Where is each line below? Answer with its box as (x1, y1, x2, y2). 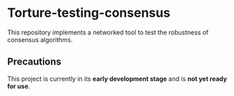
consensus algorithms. (7, 35, 74, 43)
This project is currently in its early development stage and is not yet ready (7, 74, 228, 83)
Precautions (7, 56, 62, 68)
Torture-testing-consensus (7, 5, 170, 21)
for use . (7, 82, 30, 90)
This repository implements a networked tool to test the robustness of (7, 28, 209, 36)
